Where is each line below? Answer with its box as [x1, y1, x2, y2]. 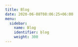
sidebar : [9, 21, 27, 26]
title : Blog [5, 7, 29, 12]
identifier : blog [14, 30, 50, 35]
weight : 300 [14, 35, 38, 40]
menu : [5, 16, 16, 21]
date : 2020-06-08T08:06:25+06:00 [5, 12, 74, 17]
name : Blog [14, 25, 36, 30]
